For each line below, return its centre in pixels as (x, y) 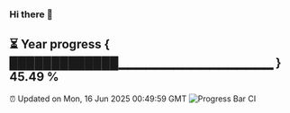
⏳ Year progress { (60, 44)
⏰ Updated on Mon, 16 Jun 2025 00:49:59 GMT (98, 99)
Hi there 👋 (32, 14)
